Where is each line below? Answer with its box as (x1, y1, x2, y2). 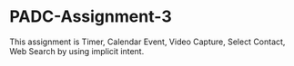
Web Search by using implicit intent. (9, 45, 145, 56)
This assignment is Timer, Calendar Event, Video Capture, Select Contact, (9, 36, 286, 47)
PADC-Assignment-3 (9, 6, 172, 27)
